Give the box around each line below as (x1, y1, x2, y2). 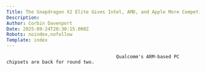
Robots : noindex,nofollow (6, 32, 72, 38)
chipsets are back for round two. (6, 59, 95, 65)
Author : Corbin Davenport (6, 20, 72, 26)
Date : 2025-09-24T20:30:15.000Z (6, 25, 89, 32)
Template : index (6, 37, 48, 43)
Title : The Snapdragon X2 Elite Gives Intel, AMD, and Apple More (6, 8, 180, 15)
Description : (6, 15, 40, 21)
